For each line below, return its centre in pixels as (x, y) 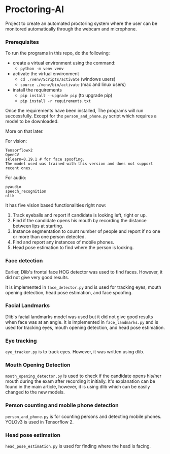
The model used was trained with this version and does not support (79, 164)
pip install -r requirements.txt (56, 101)
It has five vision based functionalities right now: (56, 205)
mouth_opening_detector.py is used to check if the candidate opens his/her (83, 376)
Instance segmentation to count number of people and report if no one (87, 231)
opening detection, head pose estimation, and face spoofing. (69, 292)
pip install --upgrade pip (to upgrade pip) (66, 96)
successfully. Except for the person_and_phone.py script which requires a (81, 116)
